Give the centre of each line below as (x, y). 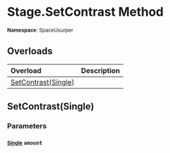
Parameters (27, 126)
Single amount (25, 143)
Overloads (30, 51)
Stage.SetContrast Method (85, 12)
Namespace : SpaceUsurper (40, 30)
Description (101, 71)
